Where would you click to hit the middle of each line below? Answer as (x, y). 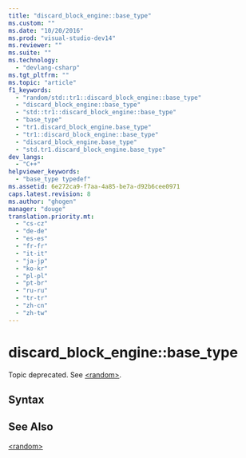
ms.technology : (34, 61)
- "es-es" (32, 239)
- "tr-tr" (32, 298)
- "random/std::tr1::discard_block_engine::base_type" (109, 98)
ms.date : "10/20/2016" (46, 30)
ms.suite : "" (30, 53)
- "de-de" (32, 231)
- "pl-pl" (32, 276)
